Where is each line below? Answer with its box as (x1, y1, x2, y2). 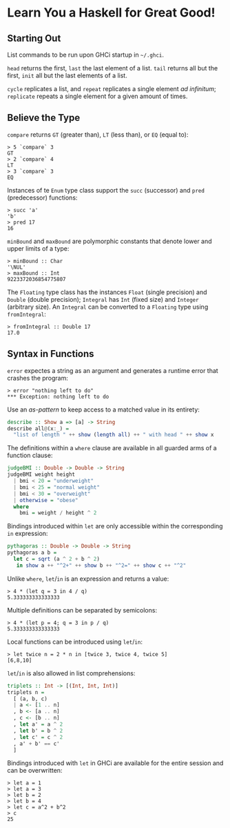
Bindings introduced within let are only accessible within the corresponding (7, 522, 223, 530)
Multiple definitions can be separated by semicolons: (7, 606, 157, 614)
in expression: (7, 530, 48, 538)
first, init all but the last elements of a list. (7, 71, 127, 79)
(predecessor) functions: (7, 193, 78, 202)
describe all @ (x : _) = (7, 425, 70, 432)
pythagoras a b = (7, 549, 57, 557)
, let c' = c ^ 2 (13, 733, 63, 740)
